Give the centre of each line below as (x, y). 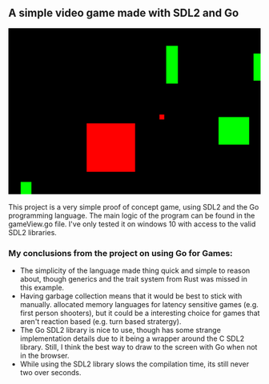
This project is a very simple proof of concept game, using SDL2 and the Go (134, 206)
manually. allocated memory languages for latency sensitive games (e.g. (139, 305)
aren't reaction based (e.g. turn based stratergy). (100, 322)
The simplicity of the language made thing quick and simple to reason (135, 270)
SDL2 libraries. (33, 232)
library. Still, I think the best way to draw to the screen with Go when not (139, 347)
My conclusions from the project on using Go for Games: (121, 253)
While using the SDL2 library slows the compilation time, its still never (134, 364)
